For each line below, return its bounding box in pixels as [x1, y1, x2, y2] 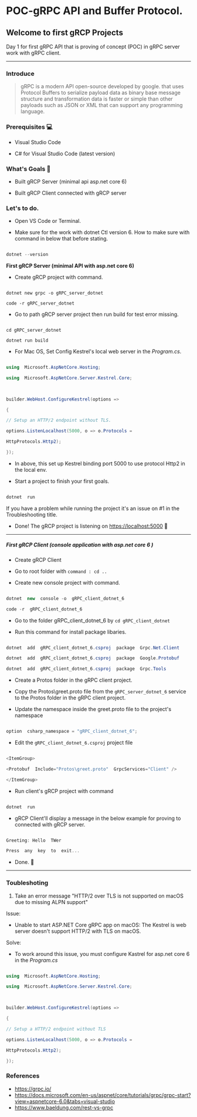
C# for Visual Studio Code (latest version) [14, 150, 116, 157]
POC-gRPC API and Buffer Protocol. [6, 4, 183, 18]
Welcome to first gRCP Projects [6, 28, 123, 38]
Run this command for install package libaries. [14, 628, 127, 635]
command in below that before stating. [14, 235, 108, 242]
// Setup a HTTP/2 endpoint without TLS [6, 1026, 107, 1032]
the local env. [14, 466, 47, 473]
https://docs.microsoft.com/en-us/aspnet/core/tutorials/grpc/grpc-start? [14, 1091, 191, 1098]
